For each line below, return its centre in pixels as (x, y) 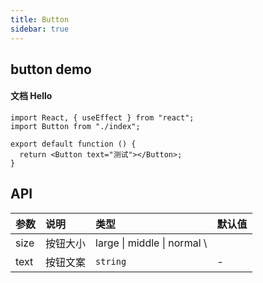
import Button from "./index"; (75, 127)
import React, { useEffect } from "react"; (102, 118)
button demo (51, 69)
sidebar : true (40, 29)
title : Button (40, 19)
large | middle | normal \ (151, 243)
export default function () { (73, 144)
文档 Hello (31, 96)
